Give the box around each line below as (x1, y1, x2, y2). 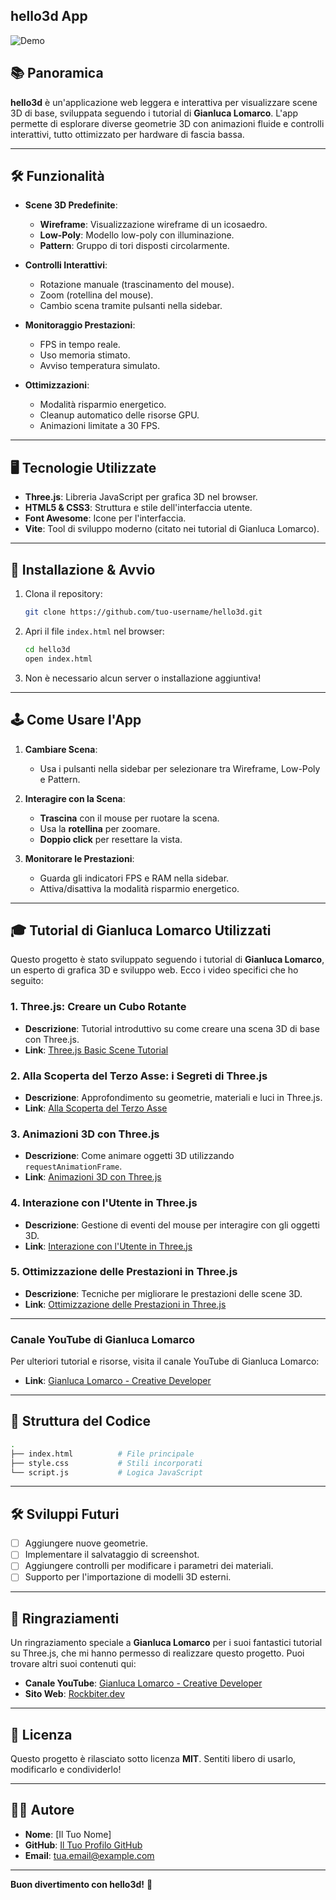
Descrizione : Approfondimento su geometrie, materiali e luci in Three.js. (24, 1091, 323, 1103)
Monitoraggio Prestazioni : (24, 319, 136, 331)
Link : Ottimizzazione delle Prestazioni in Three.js (24, 1298, 227, 1310)
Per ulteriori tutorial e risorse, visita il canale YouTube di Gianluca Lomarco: (10, 1355, 320, 1368)
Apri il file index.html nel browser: (24, 625, 165, 637)
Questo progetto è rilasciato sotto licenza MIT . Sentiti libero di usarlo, (10, 1753, 297, 1765)
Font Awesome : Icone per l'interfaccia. (24, 512, 187, 524)
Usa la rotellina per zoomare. (39, 822, 161, 834)
